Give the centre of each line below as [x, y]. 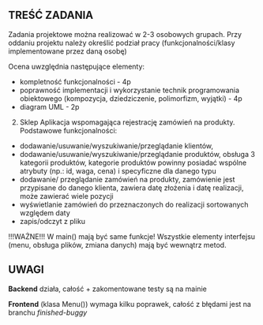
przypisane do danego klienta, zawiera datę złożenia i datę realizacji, [131, 188]
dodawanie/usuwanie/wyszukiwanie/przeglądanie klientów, [116, 146]
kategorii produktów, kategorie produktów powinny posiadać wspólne [133, 162]
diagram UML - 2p [49, 106]
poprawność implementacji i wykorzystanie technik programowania [129, 90]
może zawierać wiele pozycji [66, 196]
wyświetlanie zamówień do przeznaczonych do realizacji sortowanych [134, 204]
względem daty [45, 213]
